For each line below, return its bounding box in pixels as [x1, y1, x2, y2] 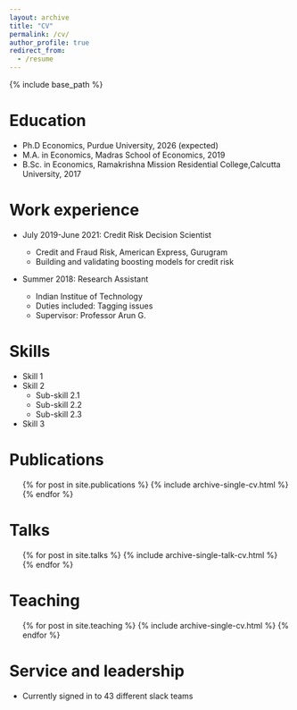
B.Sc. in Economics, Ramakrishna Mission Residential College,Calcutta [21, 158, 281, 170]
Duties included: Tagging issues [35, 300, 153, 311]
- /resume [17, 55, 54, 63]
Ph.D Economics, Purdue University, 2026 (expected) [21, 139, 219, 150]
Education [9, 111, 87, 131]
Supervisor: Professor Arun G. [35, 309, 146, 320]
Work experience [9, 200, 140, 220]
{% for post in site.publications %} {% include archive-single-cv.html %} [21, 479, 289, 490]
